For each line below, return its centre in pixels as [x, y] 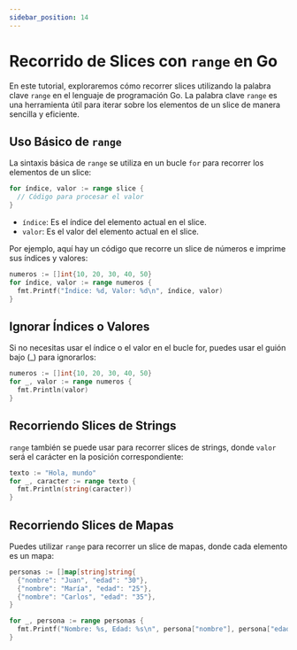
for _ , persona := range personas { [76, 621]
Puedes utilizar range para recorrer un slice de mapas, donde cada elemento [148, 546]
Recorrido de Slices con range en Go [144, 61]
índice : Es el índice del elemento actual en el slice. [114, 222]
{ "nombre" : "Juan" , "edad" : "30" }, [83, 580]
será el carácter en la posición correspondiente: [96, 456]
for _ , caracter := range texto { [73, 481]
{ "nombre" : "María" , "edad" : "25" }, [84, 588]
